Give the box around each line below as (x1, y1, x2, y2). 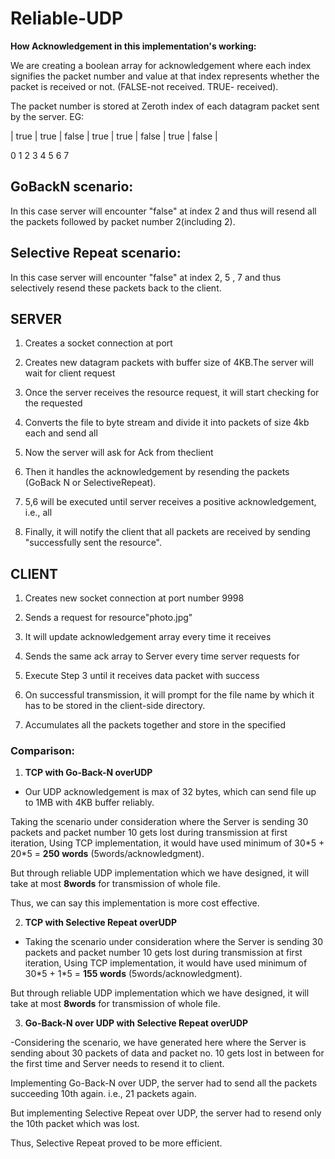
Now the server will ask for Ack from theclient (24, 447, 214, 459)
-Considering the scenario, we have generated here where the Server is (10, 1037, 307, 1049)
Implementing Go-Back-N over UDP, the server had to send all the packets (10, 1077, 318, 1089)
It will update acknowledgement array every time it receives (24, 631, 272, 643)
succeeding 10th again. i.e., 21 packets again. (10, 1088, 197, 1100)
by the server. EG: (10, 110, 85, 122)
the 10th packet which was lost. (10, 1118, 140, 1130)
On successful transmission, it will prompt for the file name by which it (24, 689, 315, 701)
